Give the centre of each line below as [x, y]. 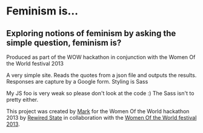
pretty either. [22, 100]
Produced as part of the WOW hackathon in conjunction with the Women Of [101, 57]
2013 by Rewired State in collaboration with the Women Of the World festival [101, 118]
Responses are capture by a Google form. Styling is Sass [77, 82]
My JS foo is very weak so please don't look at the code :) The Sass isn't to [100, 93]
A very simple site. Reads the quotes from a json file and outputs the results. [101, 75]
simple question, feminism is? [64, 42]
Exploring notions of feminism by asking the [91, 33]
